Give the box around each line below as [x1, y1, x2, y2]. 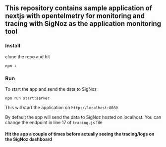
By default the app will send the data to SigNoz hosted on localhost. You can [5, 114, 162, 120]
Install [5, 42, 21, 49]
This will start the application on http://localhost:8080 [5, 104, 118, 110]
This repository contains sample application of [5, 4, 153, 12]
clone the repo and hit [5, 53, 51, 59]
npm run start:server [5, 96, 50, 101]
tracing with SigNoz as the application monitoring [5, 19, 162, 28]
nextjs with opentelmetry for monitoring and [5, 12, 145, 20]
